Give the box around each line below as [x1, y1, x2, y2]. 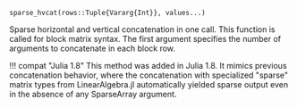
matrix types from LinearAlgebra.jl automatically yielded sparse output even [9, 79, 289, 89]
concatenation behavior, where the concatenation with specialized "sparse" [9, 70, 289, 80]
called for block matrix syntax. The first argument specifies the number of [9, 34, 282, 44]
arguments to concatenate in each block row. [9, 43, 176, 54]
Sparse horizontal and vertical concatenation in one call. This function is [9, 24, 276, 35]
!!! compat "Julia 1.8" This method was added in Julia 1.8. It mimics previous [9, 61, 288, 71]
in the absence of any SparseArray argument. [9, 89, 177, 99]
